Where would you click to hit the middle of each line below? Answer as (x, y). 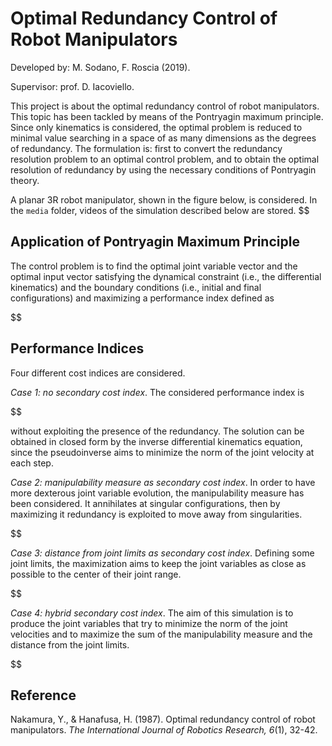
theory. (25, 180)
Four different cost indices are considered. (98, 373)
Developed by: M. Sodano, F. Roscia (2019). (100, 67)
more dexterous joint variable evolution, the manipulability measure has (157, 493)
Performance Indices (77, 348)
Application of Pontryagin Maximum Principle (155, 242)
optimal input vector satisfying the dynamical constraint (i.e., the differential (166, 276)
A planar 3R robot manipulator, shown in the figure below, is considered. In (164, 199)
